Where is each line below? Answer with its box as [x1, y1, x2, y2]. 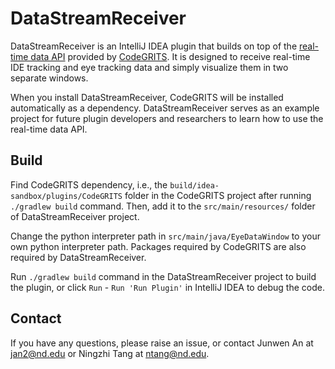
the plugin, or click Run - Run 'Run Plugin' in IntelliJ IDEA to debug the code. [10, 281, 325, 293]
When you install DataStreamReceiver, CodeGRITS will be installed [10, 91, 284, 103]
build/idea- [169, 180, 220, 191]
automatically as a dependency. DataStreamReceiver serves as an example [10, 102, 320, 114]
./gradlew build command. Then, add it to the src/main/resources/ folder [10, 200, 316, 212]
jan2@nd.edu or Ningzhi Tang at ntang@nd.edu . [10, 347, 210, 359]
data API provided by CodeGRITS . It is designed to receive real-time [30, 50, 311, 62]
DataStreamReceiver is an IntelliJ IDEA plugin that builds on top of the [10, 40, 298, 52]
